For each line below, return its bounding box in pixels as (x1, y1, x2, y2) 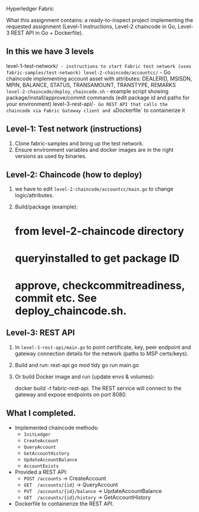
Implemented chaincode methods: (14, 424, 99, 431)
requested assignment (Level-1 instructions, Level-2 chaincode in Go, (6, 23, 177, 30)
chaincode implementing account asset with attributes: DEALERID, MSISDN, (6, 75, 192, 82)
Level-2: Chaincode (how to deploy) (6, 170, 142, 180)
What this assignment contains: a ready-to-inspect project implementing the (6, 17, 194, 23)
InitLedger (23, 432, 51, 437)
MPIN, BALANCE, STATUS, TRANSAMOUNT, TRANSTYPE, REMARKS (6, 81, 176, 88)
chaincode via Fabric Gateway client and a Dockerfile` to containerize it (6, 107, 185, 114)
